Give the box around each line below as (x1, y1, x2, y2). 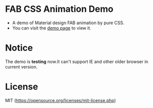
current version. (5, 64, 38, 70)
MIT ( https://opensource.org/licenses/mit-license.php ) (5, 97, 116, 103)
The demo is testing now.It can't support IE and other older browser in (5, 58, 149, 65)
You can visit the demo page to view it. (12, 25, 91, 31)
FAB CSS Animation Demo (5, 3, 114, 15)
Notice (5, 42, 33, 54)
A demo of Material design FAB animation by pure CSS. (12, 20, 124, 26)
